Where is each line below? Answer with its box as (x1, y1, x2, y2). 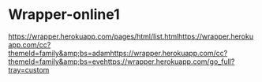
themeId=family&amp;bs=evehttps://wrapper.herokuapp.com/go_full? (8, 57, 235, 66)
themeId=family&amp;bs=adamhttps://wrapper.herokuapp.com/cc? (8, 48, 228, 58)
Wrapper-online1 (8, 6, 120, 24)
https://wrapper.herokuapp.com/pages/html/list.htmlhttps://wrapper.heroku (8, 32, 254, 41)
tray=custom (8, 65, 50, 74)
